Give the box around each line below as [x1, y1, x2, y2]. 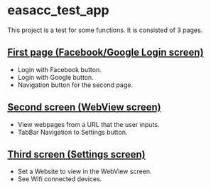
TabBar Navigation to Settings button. [17, 128, 128, 136]
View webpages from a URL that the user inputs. [17, 120, 160, 128]
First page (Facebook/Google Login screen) [7, 46, 204, 58]
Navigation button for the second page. [17, 81, 134, 89]
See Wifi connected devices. [17, 175, 102, 183]
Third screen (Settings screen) [7, 148, 146, 160]
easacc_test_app [7, 2, 109, 19]
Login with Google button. [17, 73, 94, 81]
